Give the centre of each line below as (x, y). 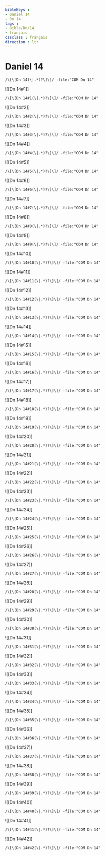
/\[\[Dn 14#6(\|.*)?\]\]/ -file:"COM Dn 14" (52, 189)
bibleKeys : (17, 10)
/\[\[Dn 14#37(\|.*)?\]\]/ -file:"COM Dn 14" (53, 756)
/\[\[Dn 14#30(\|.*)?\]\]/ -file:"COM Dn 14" (53, 628)
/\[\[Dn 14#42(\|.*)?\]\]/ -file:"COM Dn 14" (53, 848)
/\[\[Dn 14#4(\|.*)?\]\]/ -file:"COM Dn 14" (52, 153)
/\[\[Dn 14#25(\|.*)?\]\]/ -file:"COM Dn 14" (53, 537)
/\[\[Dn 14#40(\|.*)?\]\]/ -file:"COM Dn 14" (53, 811)
